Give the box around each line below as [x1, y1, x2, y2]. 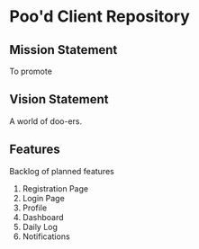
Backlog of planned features [9, 165, 114, 176]
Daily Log [22, 221, 59, 232]
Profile [22, 202, 48, 213]
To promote [9, 66, 52, 76]
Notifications [22, 231, 70, 242]
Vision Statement [9, 92, 109, 107]
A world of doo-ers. [9, 115, 83, 127]
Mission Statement [9, 42, 118, 58]
